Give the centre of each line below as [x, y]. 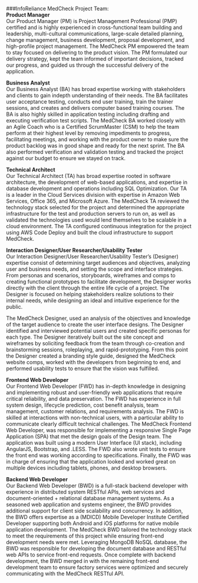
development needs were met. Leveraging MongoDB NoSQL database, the [97, 542]
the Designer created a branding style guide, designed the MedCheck [91, 356]
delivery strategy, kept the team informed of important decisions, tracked [95, 59]
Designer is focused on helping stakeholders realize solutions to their [90, 294]
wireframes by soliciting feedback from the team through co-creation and [95, 343]
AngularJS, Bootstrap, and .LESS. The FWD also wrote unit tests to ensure [96, 449]
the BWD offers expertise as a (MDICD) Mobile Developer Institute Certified [98, 517]
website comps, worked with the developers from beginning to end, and [93, 362]
